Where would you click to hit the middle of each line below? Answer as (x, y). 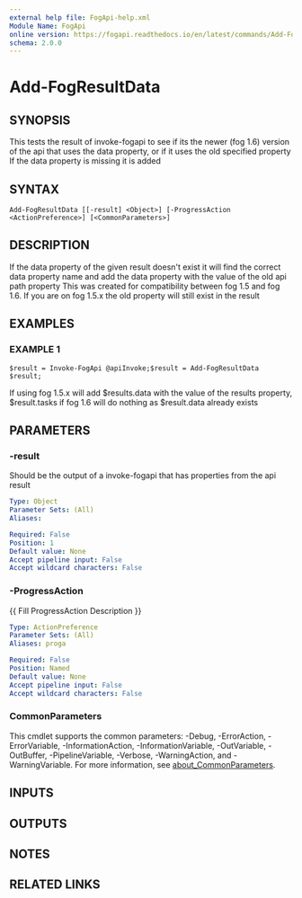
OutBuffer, (28, 755)
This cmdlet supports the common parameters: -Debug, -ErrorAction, (138, 736)
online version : (40, 34)
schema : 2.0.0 (36, 43)
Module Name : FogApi (48, 26)
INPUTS (31, 793)
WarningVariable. (41, 764)
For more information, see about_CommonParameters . (175, 764)
